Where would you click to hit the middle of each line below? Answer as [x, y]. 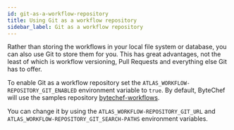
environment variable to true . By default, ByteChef [152, 90]
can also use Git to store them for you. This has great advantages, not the [114, 54]
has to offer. [25, 69]
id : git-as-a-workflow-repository [58, 14]
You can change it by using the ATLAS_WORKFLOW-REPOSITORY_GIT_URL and [112, 111]
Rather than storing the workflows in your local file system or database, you [117, 47]
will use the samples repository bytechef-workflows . [84, 98]
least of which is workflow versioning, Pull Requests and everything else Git [117, 62]
